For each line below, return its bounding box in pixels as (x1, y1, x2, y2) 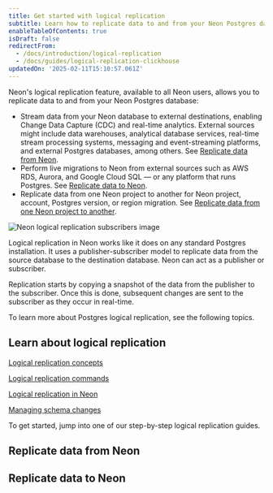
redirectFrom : (8, 42, 57, 50)
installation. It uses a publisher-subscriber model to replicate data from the (8, 246, 258, 256)
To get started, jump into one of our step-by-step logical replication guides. (8, 420, 261, 430)
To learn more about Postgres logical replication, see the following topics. (8, 312, 254, 322)
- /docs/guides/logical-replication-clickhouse (15, 58, 180, 66)
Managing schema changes (8, 404, 102, 414)
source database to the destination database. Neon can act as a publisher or (8, 255, 265, 265)
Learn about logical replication (8, 336, 167, 350)
